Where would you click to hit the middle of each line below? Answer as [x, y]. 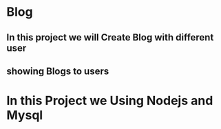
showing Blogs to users [58, 71]
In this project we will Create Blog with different [110, 37]
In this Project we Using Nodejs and [110, 101]
